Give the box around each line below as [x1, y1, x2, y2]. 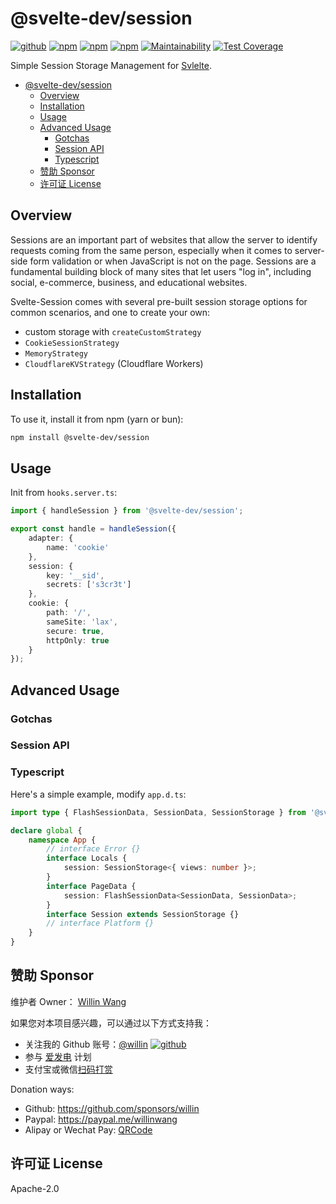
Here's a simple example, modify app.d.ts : [10, 788, 187, 800]
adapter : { [28, 533, 74, 543]
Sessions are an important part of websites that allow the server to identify [10, 233, 318, 246]
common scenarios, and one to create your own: [10, 306, 211, 318]
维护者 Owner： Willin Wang [10, 995, 127, 1007]
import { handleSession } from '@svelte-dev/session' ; [10, 506, 244, 516]
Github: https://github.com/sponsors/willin [24, 1102, 200, 1114]
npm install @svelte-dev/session [10, 432, 150, 442]
